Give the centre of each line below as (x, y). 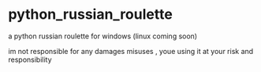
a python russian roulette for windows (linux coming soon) (103, 36)
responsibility (30, 59)
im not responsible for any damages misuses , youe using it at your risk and (131, 51)
